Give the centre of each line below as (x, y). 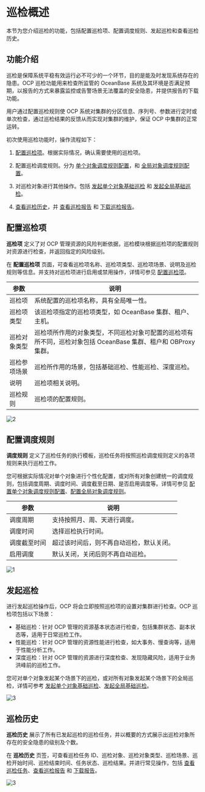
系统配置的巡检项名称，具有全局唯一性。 (92, 300)
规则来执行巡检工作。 (33, 463)
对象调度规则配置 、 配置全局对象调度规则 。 (76, 491)
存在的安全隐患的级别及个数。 (44, 742)
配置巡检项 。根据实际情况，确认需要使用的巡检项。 (79, 152)
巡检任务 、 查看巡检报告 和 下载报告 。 (53, 770)
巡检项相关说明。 (59, 383)
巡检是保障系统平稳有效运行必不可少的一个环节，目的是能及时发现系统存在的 (103, 75)
